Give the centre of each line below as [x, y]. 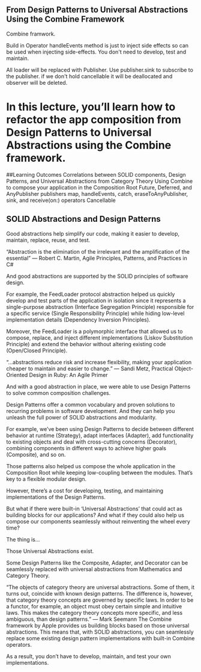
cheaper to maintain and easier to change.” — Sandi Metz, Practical [90, 368]
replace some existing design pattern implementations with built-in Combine [100, 638]
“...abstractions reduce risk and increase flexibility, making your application [99, 362]
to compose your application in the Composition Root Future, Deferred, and [99, 187]
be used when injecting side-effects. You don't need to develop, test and [96, 52]
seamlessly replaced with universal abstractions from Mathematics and [94, 569]
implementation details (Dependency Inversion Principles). [79, 319]
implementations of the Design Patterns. [56, 497]
